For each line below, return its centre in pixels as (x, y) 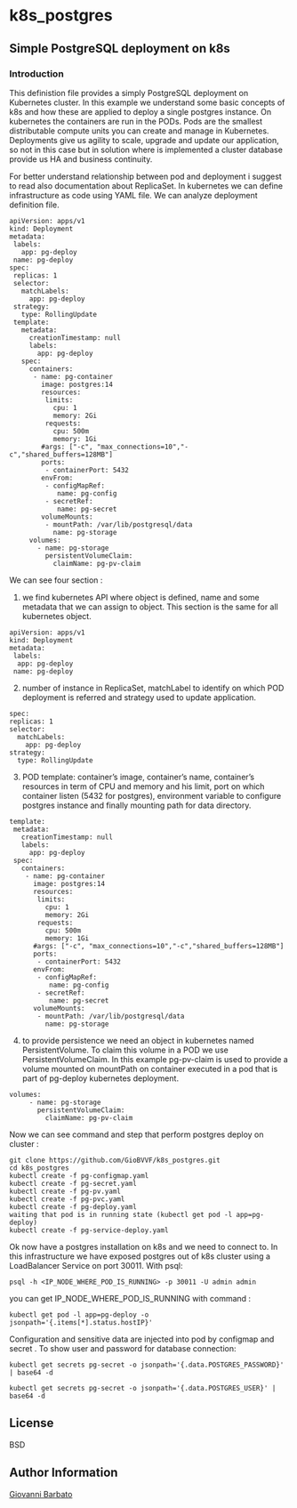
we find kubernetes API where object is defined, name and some (140, 597)
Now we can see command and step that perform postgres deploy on (136, 1134)
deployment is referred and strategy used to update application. (139, 697)
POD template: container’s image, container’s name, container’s (138, 777)
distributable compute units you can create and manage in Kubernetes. (139, 131)
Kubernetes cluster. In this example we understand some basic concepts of (147, 102)
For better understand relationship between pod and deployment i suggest (145, 176)
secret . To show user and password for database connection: (123, 1348)
